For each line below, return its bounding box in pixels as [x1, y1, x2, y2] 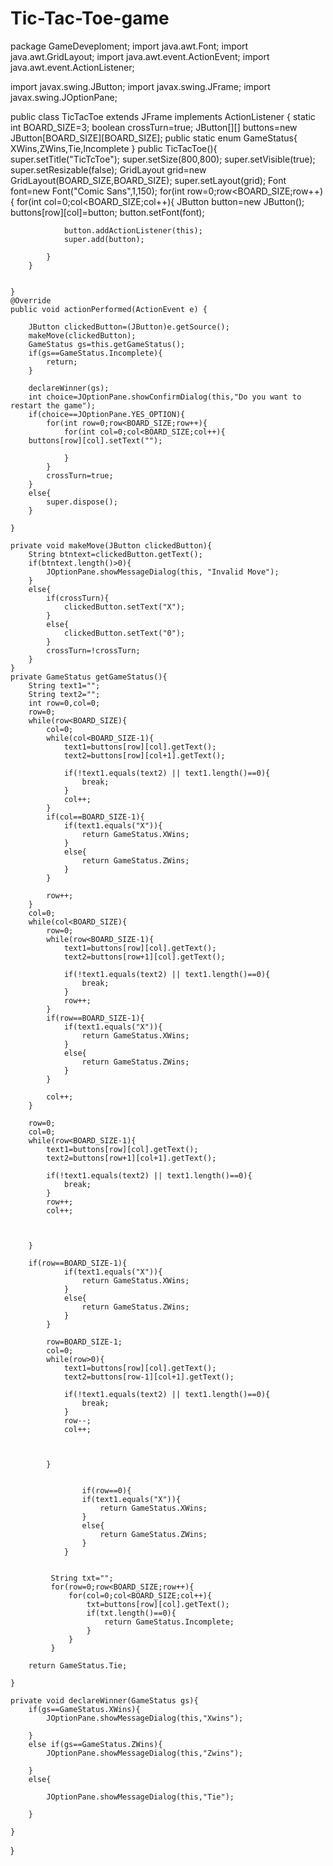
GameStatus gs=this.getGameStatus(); [28, 339, 186, 349]
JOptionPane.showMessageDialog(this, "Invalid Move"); [46, 567, 280, 577]
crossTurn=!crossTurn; [46, 645, 141, 656]
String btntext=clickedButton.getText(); [28, 549, 203, 559]
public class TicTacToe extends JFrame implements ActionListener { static [10, 110, 316, 122]
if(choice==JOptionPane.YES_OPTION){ [28, 409, 186, 419]
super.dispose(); [46, 497, 118, 507]
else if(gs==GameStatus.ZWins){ [28, 1739, 163, 1749]
